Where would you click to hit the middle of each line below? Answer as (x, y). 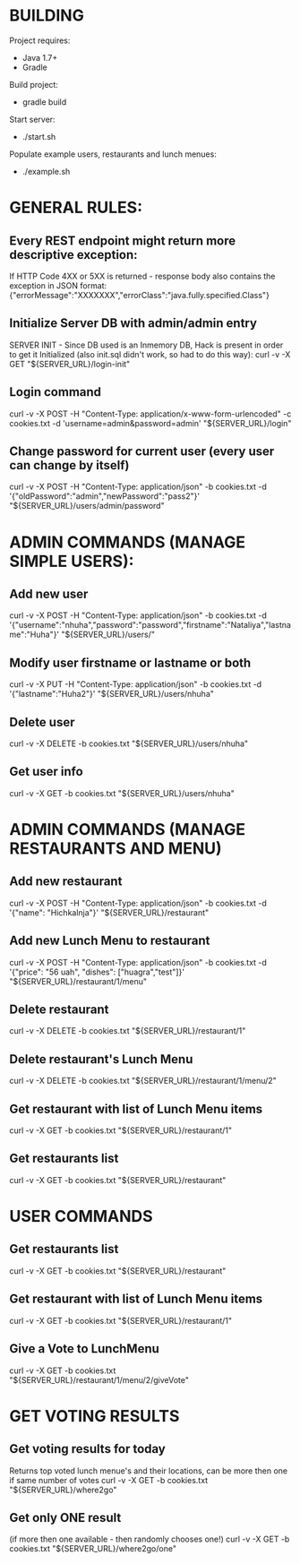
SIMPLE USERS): (72, 561)
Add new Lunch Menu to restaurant (110, 941)
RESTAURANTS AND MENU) (116, 848)
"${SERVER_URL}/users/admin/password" (87, 506)
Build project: (34, 84)
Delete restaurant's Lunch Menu (101, 1059)
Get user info (46, 772)
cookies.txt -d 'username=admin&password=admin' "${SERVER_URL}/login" (150, 423)
